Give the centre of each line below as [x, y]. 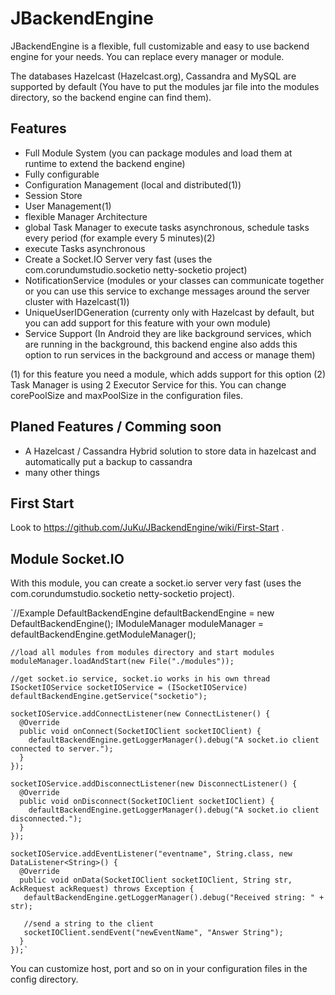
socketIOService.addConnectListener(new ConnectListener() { [140, 714]
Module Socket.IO [67, 558]
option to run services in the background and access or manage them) [170, 354]
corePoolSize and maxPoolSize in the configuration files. [127, 395]
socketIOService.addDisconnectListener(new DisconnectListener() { [154, 784]
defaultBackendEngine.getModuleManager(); [103, 634]
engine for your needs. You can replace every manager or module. [147, 56]
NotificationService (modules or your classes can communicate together [174, 280]
